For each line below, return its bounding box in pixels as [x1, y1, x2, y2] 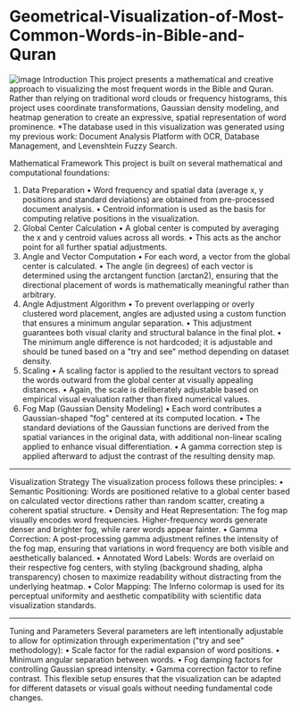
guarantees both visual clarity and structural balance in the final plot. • [21, 326, 282, 337]
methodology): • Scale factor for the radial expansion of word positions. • [9, 644, 280, 655]
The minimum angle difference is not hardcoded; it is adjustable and [21, 336, 273, 347]
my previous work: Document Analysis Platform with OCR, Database [9, 131, 261, 141]
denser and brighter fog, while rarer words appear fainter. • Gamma [9, 523, 259, 534]
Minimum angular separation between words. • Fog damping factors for [9, 654, 274, 665]
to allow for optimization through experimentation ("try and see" [9, 635, 245, 646]
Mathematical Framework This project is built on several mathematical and [9, 157, 283, 168]
